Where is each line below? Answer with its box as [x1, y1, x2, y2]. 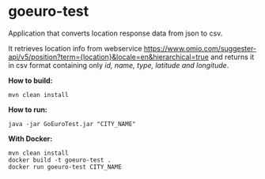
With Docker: [8, 133, 53, 144]
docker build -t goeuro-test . [8, 156, 112, 164]
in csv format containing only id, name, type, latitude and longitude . [8, 60, 229, 69]
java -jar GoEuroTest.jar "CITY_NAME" [8, 120, 136, 128]
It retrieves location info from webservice [8, 43, 142, 53]
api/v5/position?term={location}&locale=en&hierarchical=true [8, 52, 210, 62]
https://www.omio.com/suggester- [143, 43, 257, 53]
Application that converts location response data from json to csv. [8, 28, 223, 38]
